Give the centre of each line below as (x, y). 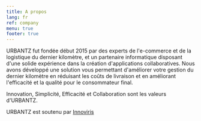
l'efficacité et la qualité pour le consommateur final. (70, 83)
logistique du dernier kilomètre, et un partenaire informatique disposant (94, 57)
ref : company (22, 23)
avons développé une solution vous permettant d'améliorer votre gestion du (100, 70)
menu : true (20, 28)
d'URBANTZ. (22, 100)
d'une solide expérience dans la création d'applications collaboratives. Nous (100, 64)
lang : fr (17, 17)
